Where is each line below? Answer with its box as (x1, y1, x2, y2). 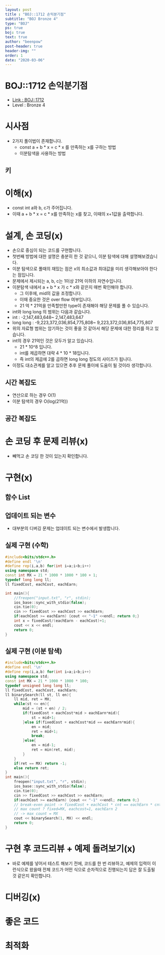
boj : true (5, 30, 26, 35)
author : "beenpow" (5, 39, 43, 44)
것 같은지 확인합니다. (12, 872, 52, 879)
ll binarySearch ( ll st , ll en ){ (5, 692, 71, 697)
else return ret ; (14, 765, 50, 770)
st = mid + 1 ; (31, 715, 56, 720)
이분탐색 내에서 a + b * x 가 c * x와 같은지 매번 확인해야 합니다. (12, 284, 134, 290)
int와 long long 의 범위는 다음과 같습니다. (12, 309, 91, 315)
